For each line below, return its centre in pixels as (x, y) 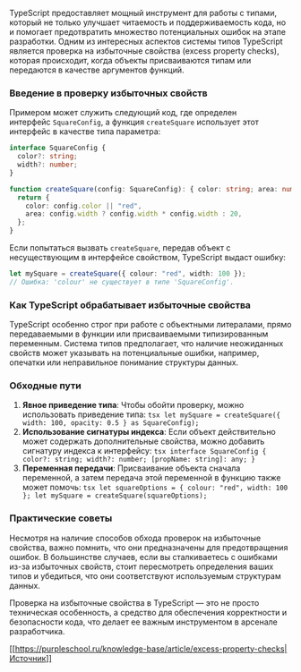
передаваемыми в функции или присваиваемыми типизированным (139, 334)
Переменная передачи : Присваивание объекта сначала (131, 468)
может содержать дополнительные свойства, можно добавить (143, 441)
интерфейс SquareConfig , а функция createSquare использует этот (134, 122)
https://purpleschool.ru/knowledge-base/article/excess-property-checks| (151, 649)
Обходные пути (46, 386)
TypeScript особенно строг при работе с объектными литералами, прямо (150, 325)
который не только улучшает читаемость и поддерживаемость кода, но (148, 22)
